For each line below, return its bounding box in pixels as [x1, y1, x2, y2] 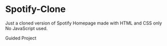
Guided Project [5, 35, 36, 41]
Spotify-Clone [5, 3, 66, 15]
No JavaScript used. [5, 25, 48, 31]
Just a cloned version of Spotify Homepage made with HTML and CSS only [5, 20, 162, 26]
